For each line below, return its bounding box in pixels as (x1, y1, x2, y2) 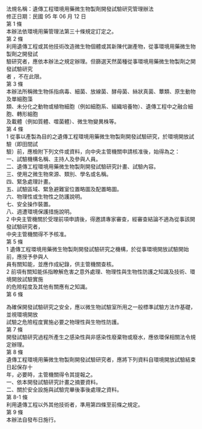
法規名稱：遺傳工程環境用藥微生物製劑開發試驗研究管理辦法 (6, 5, 154, 12)
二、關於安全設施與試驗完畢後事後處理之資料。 (6, 386, 122, 393)
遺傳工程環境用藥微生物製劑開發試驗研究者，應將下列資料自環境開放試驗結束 (6, 356, 196, 363)
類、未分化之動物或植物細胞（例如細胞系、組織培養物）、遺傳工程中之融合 (6, 103, 188, 110)
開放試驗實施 (11, 276, 43, 282)
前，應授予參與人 (6, 253, 49, 260)
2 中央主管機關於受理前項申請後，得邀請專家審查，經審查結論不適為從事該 (6, 216, 191, 222)
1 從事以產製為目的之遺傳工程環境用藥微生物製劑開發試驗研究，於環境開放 (6, 133, 189, 140)
